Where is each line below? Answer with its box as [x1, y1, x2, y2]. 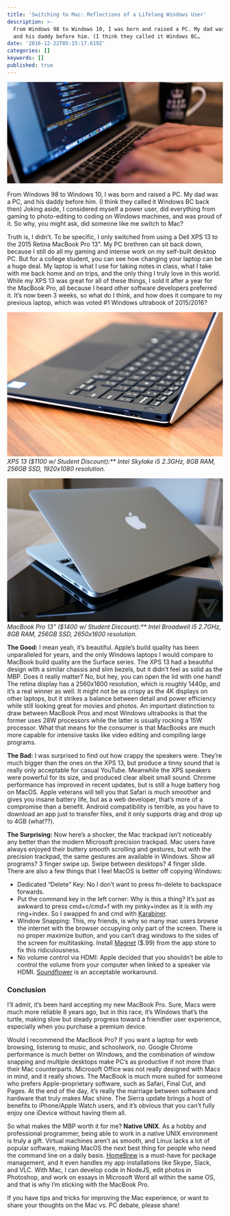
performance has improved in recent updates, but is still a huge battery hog [7, 780, 220, 789]
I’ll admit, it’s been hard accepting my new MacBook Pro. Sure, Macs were [7, 1000, 216, 1009]
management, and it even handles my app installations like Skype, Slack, [7, 1158, 212, 1167]
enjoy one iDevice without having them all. [7, 1108, 127, 1116]
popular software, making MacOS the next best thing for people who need [7, 1144, 217, 1152]
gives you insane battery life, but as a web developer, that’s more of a [7, 795, 203, 803]
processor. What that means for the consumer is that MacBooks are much [7, 723, 216, 732]
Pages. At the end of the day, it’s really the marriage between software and [7, 1086, 218, 1095]
